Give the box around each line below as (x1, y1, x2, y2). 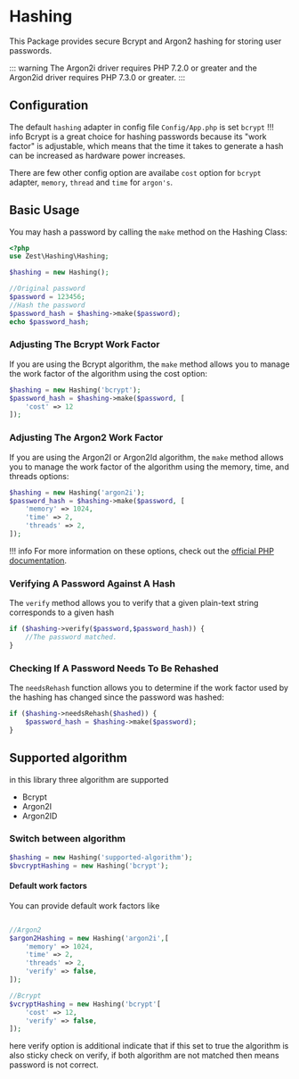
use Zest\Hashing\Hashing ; (9, 252, 109, 261)
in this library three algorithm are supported (9, 774, 169, 784)
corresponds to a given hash (9, 607, 114, 618)
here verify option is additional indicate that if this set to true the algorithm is (9, 1041, 289, 1051)
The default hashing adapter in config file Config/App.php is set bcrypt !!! (9, 121, 274, 132)
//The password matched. (25, 633, 117, 642)
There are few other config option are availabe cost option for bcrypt (9, 167, 262, 178)
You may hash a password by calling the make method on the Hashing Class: (9, 226, 287, 237)
